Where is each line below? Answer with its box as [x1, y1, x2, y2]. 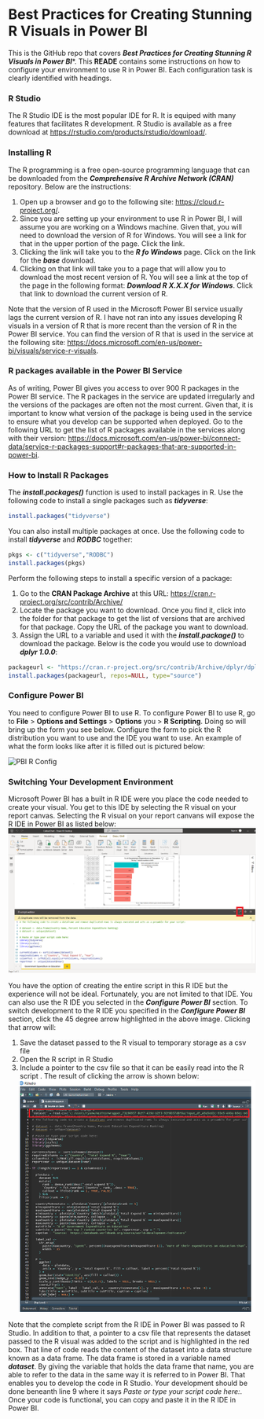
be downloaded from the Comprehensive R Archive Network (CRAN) [8, 173, 234, 182]
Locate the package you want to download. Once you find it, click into [19, 605, 246, 615]
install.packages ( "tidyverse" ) [8, 513, 111, 520]
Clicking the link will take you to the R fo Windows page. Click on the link [19, 247, 256, 256]
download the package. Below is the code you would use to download [19, 638, 247, 648]
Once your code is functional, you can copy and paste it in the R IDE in [8, 1395, 236, 1405]
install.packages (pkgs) [8, 559, 86, 567]
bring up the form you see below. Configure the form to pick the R [8, 725, 222, 734]
